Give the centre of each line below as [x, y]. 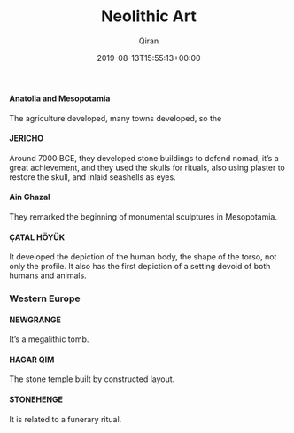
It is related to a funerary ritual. [66, 419]
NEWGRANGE [35, 320]
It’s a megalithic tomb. [49, 339]
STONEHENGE [36, 399]
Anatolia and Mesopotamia [60, 98]
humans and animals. [48, 275]
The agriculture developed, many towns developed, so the [116, 118]
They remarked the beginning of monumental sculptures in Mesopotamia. [143, 216]
